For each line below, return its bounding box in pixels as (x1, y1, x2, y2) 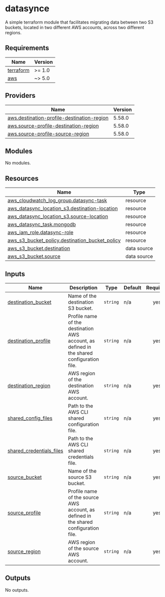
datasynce (5, 3, 50, 14)
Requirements (5, 44, 49, 52)
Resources (5, 174, 39, 182)
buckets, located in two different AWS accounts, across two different (5, 24, 144, 30)
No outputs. (5, 587, 29, 593)
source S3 (68, 474, 92, 481)
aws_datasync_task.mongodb (7, 221, 76, 228)
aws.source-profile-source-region (7, 130, 89, 137)
